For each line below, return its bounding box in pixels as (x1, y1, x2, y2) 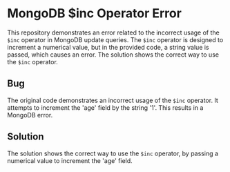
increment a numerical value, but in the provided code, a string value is (7, 43, 209, 51)
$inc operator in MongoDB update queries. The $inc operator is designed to (7, 35, 224, 44)
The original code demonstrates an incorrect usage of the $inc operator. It (7, 96, 219, 104)
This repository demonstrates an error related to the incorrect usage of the (7, 28, 220, 37)
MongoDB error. (7, 111, 53, 119)
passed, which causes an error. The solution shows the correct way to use (7, 50, 220, 59)
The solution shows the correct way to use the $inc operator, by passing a (7, 149, 219, 157)
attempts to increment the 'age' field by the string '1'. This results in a (7, 103, 204, 112)
